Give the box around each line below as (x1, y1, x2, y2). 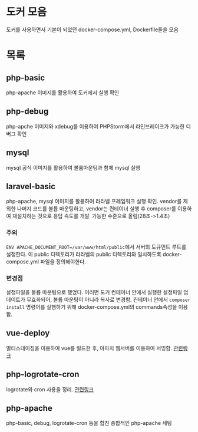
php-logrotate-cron (6, 370, 80, 380)
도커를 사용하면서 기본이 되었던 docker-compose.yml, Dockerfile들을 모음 (6, 26, 179, 33)
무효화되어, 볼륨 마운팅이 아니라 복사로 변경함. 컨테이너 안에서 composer (26, 296, 191, 303)
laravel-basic (6, 181, 56, 192)
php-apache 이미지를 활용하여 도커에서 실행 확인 (6, 89, 120, 96)
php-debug (6, 107, 49, 117)
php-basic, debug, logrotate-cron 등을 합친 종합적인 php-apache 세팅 (6, 420, 172, 427)
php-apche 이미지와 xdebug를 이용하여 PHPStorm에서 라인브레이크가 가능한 (6, 123, 185, 130)
